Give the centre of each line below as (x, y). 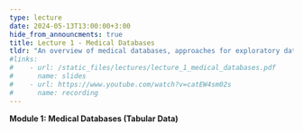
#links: (24, 59)
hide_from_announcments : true (66, 34)
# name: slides (48, 76)
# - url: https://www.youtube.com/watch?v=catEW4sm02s (120, 84)
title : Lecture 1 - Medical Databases (82, 43)
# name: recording (54, 92)
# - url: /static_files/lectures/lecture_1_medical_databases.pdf (143, 68)
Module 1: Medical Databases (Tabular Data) (94, 119)
